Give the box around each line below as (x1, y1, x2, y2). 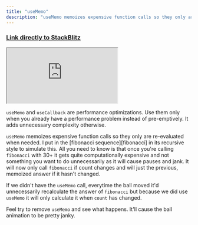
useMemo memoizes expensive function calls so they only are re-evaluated (6, 133, 184, 140)
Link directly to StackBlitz (6, 34, 81, 42)
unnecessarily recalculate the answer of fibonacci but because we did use (6, 188, 188, 195)
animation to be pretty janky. (6, 211, 75, 219)
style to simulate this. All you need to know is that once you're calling (6, 145, 174, 152)
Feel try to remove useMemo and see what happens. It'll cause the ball (6, 206, 173, 213)
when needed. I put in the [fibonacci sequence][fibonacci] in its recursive (6, 139, 184, 146)
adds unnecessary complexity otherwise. (6, 121, 106, 128)
